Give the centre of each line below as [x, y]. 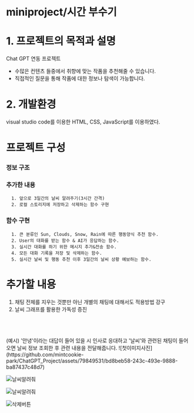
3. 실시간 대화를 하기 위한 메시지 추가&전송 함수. [64, 247]
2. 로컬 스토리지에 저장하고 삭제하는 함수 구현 [60, 205]
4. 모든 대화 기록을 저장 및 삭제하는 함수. [57, 253]
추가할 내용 [31, 284]
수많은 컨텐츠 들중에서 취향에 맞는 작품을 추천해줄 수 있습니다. [85, 71]
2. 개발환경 [31, 104]
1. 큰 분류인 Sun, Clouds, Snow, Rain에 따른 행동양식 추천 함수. [85, 234]
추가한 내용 [21, 185]
